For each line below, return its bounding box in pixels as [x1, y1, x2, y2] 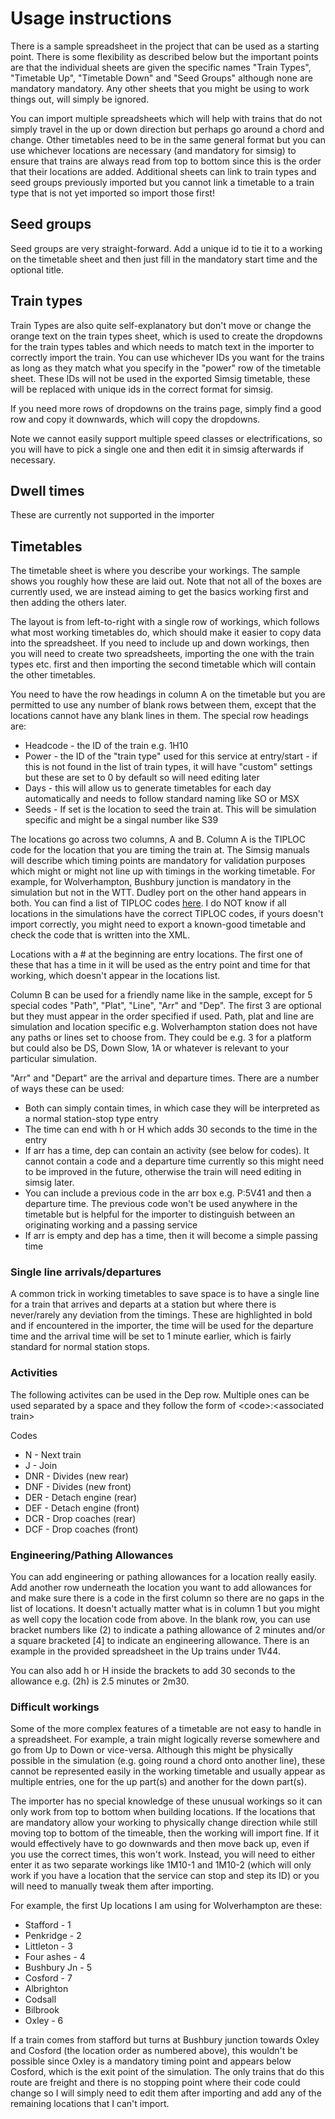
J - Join [24, 1459, 58, 1471]
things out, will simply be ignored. [10, 93, 150, 105]
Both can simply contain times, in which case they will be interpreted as [24, 1102, 320, 1114]
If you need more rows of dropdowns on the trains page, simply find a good [10, 402, 322, 414]
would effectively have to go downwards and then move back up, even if [10, 1838, 310, 1850]
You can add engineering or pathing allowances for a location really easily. [10, 1571, 317, 1583]
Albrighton [24, 1983, 69, 1995]
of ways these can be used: [10, 1083, 125, 1095]
